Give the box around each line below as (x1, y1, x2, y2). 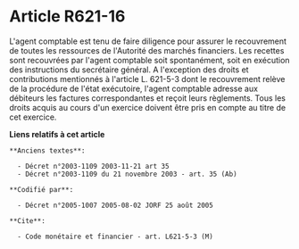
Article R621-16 (9, 6, 126, 27)
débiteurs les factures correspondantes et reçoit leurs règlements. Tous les (9, 92, 286, 104)
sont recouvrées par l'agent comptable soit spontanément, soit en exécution (9, 54, 290, 65)
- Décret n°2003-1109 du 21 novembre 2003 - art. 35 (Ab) (17, 170, 238, 178)
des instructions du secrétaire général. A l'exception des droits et (9, 64, 249, 75)
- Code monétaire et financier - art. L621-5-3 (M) (17, 232, 214, 241)
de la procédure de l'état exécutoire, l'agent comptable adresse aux (9, 83, 259, 94)
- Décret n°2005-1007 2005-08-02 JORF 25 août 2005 (17, 201, 214, 210)
